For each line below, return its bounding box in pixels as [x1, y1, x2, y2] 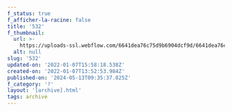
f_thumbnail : [7, 29, 45, 37]
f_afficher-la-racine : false [7, 17, 91, 23]
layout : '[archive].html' [7, 87, 81, 94]
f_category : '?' [7, 81, 54, 88]
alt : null [13, 49, 41, 56]
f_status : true [7, 10, 51, 17]
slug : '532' [7, 55, 41, 62]
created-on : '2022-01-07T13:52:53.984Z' [7, 68, 126, 74]
